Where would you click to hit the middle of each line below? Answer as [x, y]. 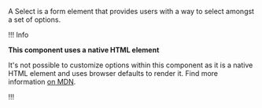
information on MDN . [42, 82]
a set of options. [35, 20]
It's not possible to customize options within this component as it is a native [131, 65]
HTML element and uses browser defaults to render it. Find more [113, 73]
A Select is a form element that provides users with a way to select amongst [131, 11]
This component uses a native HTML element [84, 50]
